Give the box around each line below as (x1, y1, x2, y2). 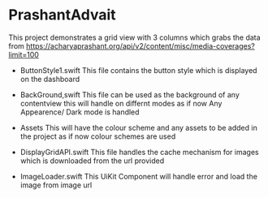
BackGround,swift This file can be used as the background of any (19, 89, 240, 99)
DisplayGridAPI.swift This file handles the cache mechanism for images (19, 147, 259, 157)
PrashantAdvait (8, 6, 116, 24)
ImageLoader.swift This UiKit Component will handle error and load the (19, 171, 258, 181)
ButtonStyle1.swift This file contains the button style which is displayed (19, 65, 257, 75)
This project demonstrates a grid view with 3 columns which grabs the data (8, 32, 262, 42)
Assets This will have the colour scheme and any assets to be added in (19, 123, 257, 132)
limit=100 (8, 49, 39, 59)
